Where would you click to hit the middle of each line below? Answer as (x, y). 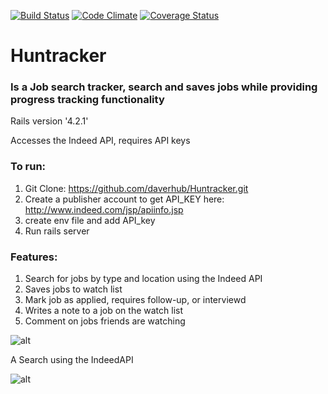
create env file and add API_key (90, 220)
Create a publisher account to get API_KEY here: (124, 199)
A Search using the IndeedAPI (72, 360)
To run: (28, 167)
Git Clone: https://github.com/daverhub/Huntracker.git (136, 188)
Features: (34, 257)
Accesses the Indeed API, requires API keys (100, 141)
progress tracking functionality (87, 100)
